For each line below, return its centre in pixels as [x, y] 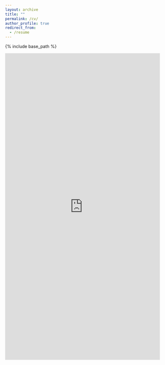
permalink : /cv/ [22, 19]
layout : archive [22, 10]
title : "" [15, 14]
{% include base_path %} [31, 46]
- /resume [19, 32]
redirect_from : [21, 28]
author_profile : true [27, 23]
